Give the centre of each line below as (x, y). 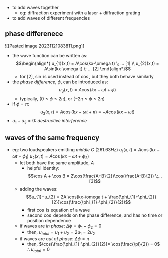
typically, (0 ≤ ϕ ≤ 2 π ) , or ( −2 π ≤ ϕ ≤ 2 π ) (62, 98)
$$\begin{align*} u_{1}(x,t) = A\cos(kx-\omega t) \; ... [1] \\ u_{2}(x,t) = (87, 63)
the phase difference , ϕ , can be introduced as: (60, 82)
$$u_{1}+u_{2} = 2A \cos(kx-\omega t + (67, 197)
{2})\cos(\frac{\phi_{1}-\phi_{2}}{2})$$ (91, 202)
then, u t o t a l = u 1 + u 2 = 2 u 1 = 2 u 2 (61, 233)
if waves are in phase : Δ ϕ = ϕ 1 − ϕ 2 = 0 (61, 226)
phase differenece (34, 34)
